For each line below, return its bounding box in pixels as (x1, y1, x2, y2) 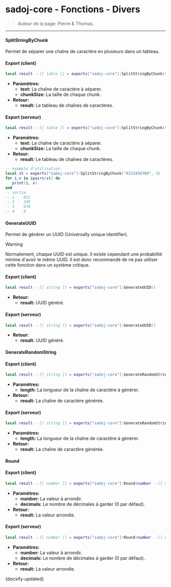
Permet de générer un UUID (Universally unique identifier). (5, 231, 128, 238)
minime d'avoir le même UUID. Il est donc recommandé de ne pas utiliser (5, 256, 158, 263)
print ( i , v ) (12, 180, 38, 185)
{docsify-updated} (5, 576, 44, 582)
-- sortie (5, 190, 26, 195)
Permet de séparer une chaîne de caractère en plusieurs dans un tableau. (5, 49, 160, 55)
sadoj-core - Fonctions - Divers (5, 4, 140, 15)
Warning (5, 241, 23, 247)
